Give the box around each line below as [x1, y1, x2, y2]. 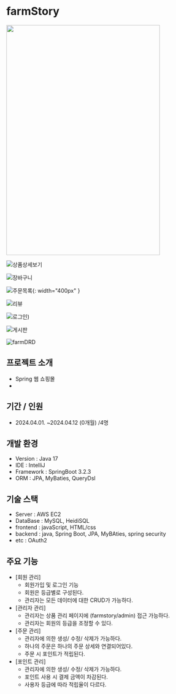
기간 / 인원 [6, 401, 44, 412]
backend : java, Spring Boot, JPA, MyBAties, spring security [15, 530, 167, 538]
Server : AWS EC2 [15, 511, 61, 518]
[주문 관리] [15, 627, 41, 634]
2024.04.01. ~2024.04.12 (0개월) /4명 [15, 418, 109, 426]
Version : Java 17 [15, 455, 58, 463]
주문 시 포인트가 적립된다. [24, 650, 86, 657]
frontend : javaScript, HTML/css [15, 523, 96, 531]
